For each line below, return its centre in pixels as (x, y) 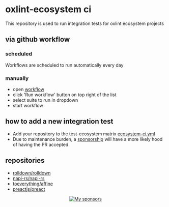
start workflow (28, 105)
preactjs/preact (29, 189)
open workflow (29, 89)
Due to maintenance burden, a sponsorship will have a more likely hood (88, 139)
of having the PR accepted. (41, 144)
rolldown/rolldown (32, 173)
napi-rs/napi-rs (29, 178)
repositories (25, 160)
